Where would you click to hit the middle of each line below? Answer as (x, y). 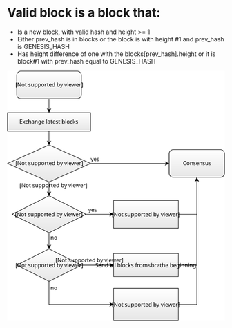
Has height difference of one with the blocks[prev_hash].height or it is (116, 54)
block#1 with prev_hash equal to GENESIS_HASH (86, 61)
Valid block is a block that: (84, 13)
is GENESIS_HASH (43, 46)
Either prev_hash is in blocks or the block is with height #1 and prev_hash (120, 39)
